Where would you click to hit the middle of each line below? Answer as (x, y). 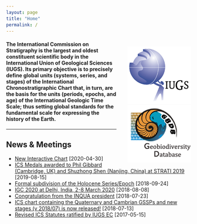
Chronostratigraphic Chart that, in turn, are (60, 87)
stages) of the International (40, 82)
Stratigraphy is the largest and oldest (52, 50)
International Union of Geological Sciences (59, 63)
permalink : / (22, 25)
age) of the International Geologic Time (55, 100)
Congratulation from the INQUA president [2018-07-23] (81, 196)
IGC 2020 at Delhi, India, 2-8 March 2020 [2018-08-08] (82, 190)
